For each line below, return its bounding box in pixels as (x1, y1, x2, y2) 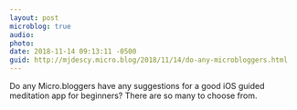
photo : (9, 38, 35, 48)
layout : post (9, 13, 59, 23)
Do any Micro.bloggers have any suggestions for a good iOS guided (9, 81, 265, 91)
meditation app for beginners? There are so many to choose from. (9, 90, 258, 101)
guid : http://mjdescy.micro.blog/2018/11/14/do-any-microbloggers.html (9, 55, 288, 65)
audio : (9, 30, 35, 39)
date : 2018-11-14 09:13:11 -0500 (9, 47, 137, 56)
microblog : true (9, 22, 71, 31)
